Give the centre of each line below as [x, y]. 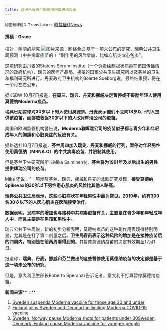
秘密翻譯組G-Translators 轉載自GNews [43, 24]
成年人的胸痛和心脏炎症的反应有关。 [42, 134]
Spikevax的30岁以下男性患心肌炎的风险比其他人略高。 [61, 185]
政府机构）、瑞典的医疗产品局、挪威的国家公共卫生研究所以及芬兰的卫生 [87, 72]
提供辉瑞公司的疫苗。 [27, 168]
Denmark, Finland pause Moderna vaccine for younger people [76, 323]
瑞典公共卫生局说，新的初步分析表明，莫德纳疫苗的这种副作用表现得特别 [79, 229]
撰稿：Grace [18, 37]
